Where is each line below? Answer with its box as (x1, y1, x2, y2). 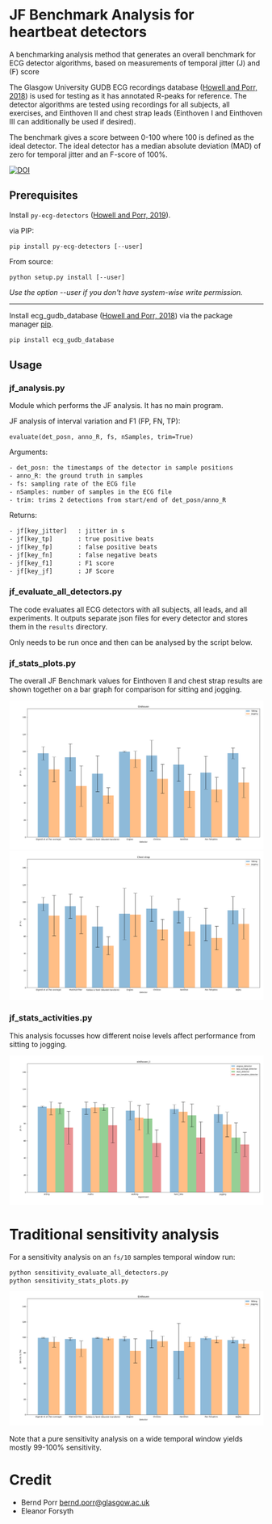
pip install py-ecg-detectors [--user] (9, 242, 144, 250)
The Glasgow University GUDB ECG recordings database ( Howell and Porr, (9, 82, 257, 92)
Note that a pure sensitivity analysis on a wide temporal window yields (9, 1433, 243, 1443)
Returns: (9, 511, 38, 520)
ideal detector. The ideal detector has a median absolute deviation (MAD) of (9, 141, 262, 150)
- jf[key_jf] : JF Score (9, 567, 115, 575)
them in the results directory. (9, 621, 108, 631)
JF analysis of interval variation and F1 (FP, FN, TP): (9, 416, 181, 426)
